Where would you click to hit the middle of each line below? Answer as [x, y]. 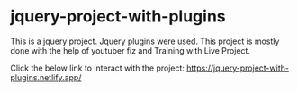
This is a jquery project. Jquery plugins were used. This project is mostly [145, 41]
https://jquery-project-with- [238, 68]
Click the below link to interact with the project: [98, 68]
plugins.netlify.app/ [46, 77]
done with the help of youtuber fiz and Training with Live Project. [131, 50]
